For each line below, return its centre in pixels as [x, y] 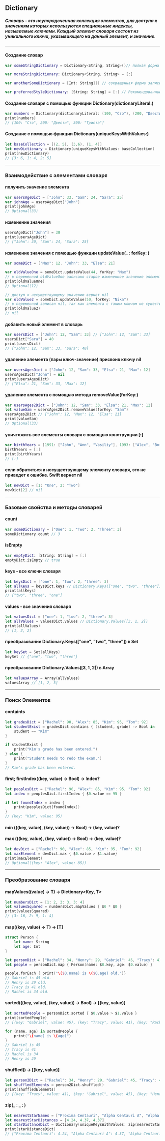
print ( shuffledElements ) [30, 1089]
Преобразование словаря [38, 880]
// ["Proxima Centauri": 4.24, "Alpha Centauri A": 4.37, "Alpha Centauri [83, 1134]
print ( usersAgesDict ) [27, 379]
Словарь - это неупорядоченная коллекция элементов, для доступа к [81, 20]
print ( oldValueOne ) [25, 281]
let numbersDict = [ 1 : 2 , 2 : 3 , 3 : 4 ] [45, 902]
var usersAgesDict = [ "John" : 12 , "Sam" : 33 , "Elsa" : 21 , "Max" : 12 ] [78, 370]
